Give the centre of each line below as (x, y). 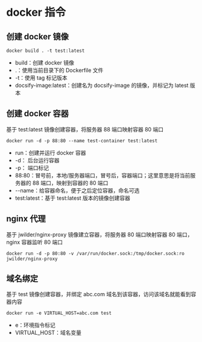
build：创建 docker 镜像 (44, 63)
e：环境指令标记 (35, 325)
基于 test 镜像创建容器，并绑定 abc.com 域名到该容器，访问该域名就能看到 (99, 294)
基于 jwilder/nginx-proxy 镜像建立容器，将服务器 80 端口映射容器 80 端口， (99, 234)
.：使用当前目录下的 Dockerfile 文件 (59, 70)
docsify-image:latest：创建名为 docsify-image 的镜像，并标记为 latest (102, 85)
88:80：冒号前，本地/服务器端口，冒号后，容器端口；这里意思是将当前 (103, 175)
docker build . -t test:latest (46, 51)
